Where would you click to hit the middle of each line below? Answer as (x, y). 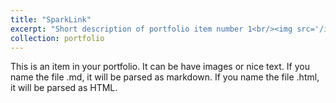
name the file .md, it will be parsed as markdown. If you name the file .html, (165, 77)
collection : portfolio (57, 38)
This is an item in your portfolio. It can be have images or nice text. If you (160, 67)
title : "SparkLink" (51, 19)
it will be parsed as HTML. (64, 88)
